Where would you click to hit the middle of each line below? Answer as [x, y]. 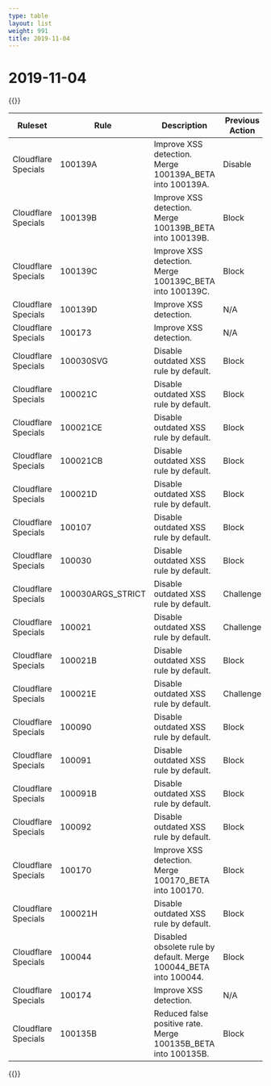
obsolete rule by [184, 947]
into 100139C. [182, 291]
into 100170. [179, 891]
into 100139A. [181, 185]
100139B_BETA [184, 228]
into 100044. [179, 977]
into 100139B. [181, 238]
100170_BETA [181, 880]
